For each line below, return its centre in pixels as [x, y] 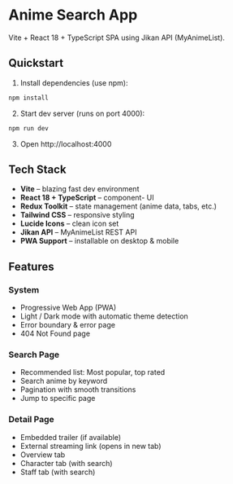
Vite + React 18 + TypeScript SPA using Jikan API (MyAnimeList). [117, 37]
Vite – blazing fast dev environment [80, 189]
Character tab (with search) [66, 463]
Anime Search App [73, 15]
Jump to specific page [58, 398]
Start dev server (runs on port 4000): [82, 113]
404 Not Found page [55, 333]
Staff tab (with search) [58, 472]
